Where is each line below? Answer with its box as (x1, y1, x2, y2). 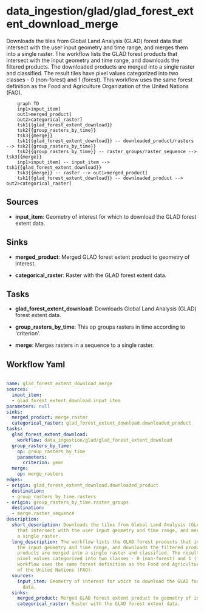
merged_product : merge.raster (12, 414, 88, 420)
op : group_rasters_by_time (17, 448, 86, 454)
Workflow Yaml (6, 359, 66, 369)
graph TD (17, 100, 39, 107)
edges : (6, 477, 23, 483)
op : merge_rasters (17, 471, 64, 478)
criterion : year (22, 460, 64, 466)
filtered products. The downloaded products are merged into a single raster (6, 63, 195, 70)
